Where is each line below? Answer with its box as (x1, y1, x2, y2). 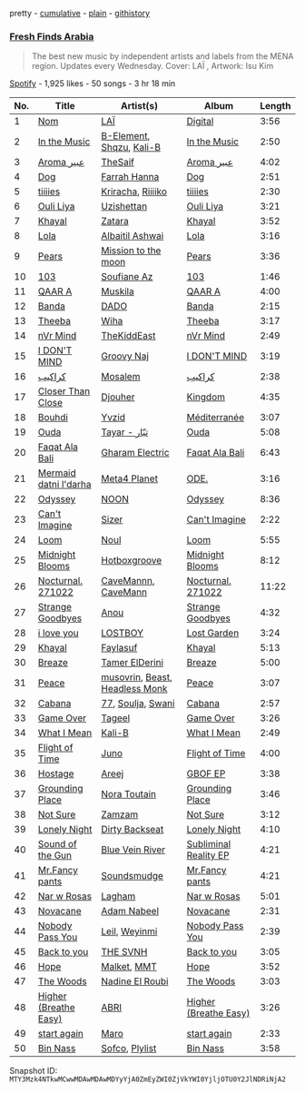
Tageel (101, 712, 130, 724)
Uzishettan (101, 200, 148, 212)
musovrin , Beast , (101, 671, 172, 684)
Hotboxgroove (101, 554, 162, 566)
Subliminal (186, 838, 231, 851)
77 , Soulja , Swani (101, 697, 175, 710)
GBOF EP (186, 767, 226, 780)
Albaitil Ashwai (101, 230, 164, 242)
